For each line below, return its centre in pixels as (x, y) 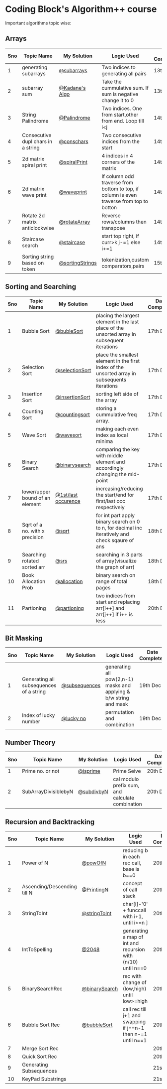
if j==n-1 (133, 1028)
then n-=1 (135, 1034)
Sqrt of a (32, 525)
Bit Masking (24, 638)
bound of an (36, 498)
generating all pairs (124, 73)
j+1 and (131, 1016)
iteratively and (113, 534)
